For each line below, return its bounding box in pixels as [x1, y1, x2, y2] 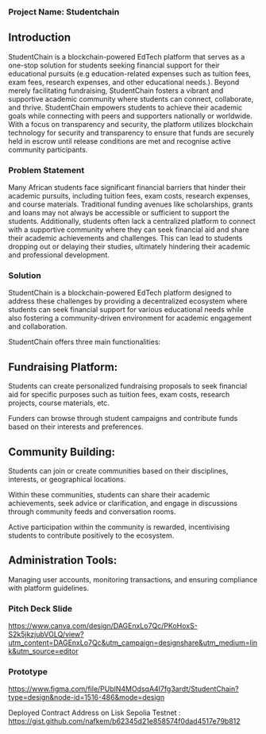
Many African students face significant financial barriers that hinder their [8, 183, 246, 192]
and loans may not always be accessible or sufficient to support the [8, 208, 230, 218]
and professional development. [8, 250, 110, 260]
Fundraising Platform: [8, 360, 118, 373]
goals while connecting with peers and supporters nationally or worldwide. [8, 110, 253, 121]
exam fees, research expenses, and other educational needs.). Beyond [8, 77, 240, 87]
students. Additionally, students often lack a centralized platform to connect [8, 217, 256, 226]
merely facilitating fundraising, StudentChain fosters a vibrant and [8, 86, 224, 95]
